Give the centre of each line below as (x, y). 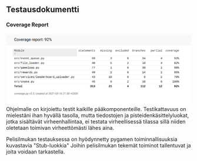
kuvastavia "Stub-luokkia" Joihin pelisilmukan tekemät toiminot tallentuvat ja (98, 146)
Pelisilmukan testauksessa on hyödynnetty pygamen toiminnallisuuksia (92, 139)
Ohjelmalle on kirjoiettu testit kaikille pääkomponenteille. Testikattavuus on (96, 109)
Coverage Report (27, 24)
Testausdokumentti (43, 10)
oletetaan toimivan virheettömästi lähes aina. (60, 128)
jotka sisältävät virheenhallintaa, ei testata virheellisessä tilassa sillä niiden (96, 122)
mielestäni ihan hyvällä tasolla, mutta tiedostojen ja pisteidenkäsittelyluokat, (98, 115)
